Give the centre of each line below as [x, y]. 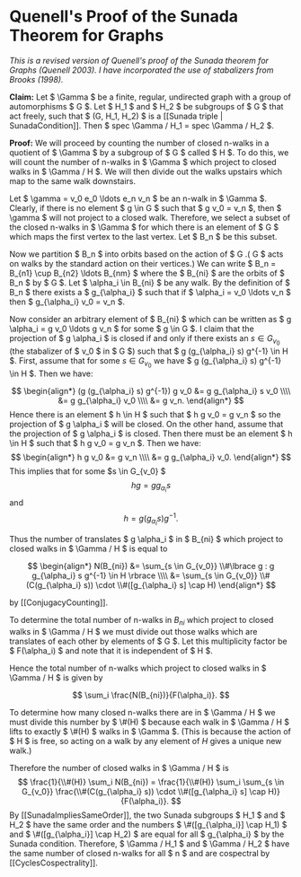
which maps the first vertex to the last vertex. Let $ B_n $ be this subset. [143, 236]
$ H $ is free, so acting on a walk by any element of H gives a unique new [146, 741]
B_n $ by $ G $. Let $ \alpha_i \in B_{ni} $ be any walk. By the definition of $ [150, 282]
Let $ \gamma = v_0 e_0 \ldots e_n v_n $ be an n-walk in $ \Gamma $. [138, 198]
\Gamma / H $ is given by [56, 677]
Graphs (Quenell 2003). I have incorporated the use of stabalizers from [142, 70]
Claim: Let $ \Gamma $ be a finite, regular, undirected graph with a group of [150, 97]
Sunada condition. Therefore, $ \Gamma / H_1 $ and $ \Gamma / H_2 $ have [150, 843]
